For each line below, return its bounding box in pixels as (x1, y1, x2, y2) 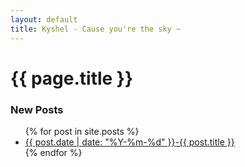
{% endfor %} (24, 146, 83, 158)
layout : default (10, 14, 78, 25)
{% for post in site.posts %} (24, 125, 140, 137)
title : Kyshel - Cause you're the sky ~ (10, 24, 182, 34)
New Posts (10, 102, 64, 116)
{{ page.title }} (10, 67, 134, 90)
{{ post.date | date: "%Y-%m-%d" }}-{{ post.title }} (24, 136, 235, 148)
